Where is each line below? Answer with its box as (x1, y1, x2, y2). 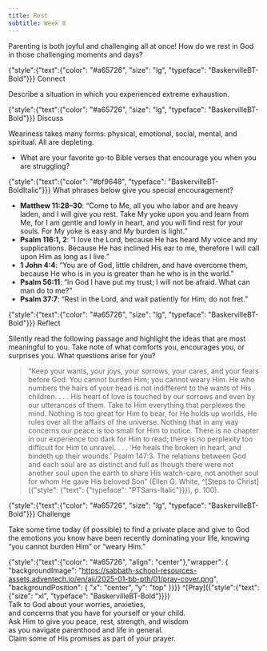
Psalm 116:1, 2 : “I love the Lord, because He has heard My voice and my (19, 234, 257, 244)
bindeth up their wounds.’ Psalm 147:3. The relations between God (27, 451, 246, 461)
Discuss (37, 113, 64, 122)
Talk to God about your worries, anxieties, (8, 599, 146, 609)
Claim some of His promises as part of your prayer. (8, 633, 176, 643)
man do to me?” (19, 286, 73, 295)
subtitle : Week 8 (8, 19, 66, 27)
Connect (37, 74, 66, 83)
